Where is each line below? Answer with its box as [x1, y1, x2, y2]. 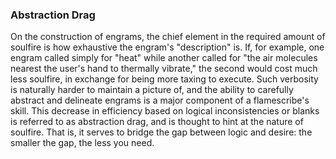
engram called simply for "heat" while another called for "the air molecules [10, 52, 318, 64]
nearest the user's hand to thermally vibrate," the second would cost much [10, 63, 318, 75]
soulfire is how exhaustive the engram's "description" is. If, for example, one [10, 41, 325, 53]
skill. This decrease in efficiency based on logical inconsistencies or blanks [10, 105, 320, 117]
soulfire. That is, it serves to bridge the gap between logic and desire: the [10, 126, 313, 138]
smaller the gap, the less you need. [10, 137, 155, 149]
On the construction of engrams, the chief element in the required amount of [10, 31, 326, 43]
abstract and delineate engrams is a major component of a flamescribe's [10, 94, 310, 107]
